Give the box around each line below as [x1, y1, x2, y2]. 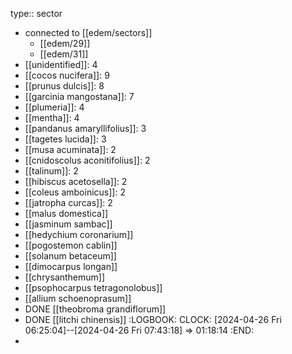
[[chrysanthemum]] [24, 271, 106, 283]
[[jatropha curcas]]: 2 [24, 197, 113, 208]
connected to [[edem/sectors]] [24, 27, 153, 38]
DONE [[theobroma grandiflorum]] [24, 303, 167, 315]
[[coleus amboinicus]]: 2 [24, 186, 126, 198]
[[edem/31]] [39, 48, 89, 60]
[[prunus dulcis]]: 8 [24, 80, 105, 92]
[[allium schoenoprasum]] [24, 293, 132, 304]
